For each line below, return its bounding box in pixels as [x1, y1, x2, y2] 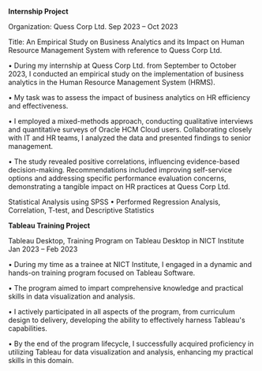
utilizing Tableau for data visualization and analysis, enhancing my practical [8, 347, 254, 357]
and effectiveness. [8, 102, 69, 110]
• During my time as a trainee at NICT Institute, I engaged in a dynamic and [8, 260, 253, 269]
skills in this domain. [8, 356, 74, 365]
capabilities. [8, 324, 47, 333]
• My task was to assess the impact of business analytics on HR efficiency [8, 93, 251, 102]
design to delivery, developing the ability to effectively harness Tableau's [8, 315, 246, 325]
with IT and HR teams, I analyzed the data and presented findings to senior [8, 133, 251, 143]
